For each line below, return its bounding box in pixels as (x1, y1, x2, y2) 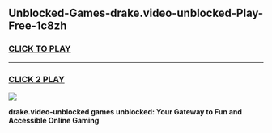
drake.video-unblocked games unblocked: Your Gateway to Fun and (8, 106, 243, 116)
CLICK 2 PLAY (8, 73, 65, 85)
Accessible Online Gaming (8, 115, 100, 125)
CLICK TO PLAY (8, 44, 71, 55)
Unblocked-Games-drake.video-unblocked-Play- (8, 6, 264, 20)
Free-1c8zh (8, 19, 67, 33)
